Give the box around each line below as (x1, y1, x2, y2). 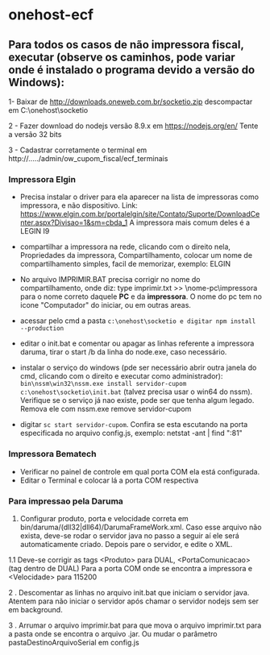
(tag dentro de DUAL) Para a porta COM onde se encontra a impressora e (8, 563, 252, 573)
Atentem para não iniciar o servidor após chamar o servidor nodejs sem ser (8, 596, 260, 606)
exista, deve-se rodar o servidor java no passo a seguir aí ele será (19, 530, 239, 541)
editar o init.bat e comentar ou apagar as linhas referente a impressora (19, 338, 255, 348)
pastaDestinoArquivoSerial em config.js (8, 637, 139, 647)
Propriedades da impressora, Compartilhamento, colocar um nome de (19, 251, 252, 260)
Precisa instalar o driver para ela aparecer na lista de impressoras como (19, 192, 260, 202)
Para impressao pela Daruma (8, 495, 123, 507)
